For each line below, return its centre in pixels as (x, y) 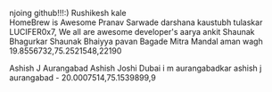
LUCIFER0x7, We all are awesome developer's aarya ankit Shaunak (132, 32)
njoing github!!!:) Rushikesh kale (68, 13)
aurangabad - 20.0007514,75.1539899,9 (82, 78)
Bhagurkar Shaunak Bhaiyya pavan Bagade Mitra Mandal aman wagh (136, 41)
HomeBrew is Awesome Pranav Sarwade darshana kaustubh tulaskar (136, 22)
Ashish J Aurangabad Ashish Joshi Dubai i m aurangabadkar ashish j (136, 68)
